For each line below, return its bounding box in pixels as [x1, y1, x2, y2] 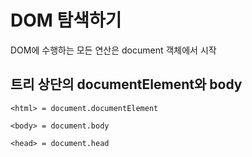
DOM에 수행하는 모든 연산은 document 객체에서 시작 [10, 44, 217, 56]
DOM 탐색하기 [10, 9, 122, 32]
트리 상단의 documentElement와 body [10, 76, 243, 93]
